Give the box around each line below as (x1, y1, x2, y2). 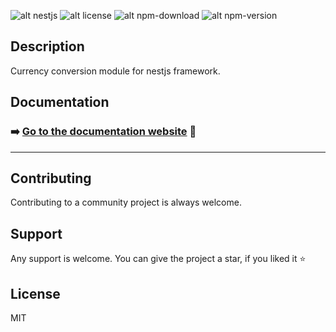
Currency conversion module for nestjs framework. (10, 65, 221, 77)
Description (10, 38, 85, 55)
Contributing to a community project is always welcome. (10, 196, 242, 209)
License (10, 285, 61, 302)
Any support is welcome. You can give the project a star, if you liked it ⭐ (10, 253, 307, 265)
